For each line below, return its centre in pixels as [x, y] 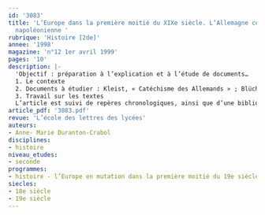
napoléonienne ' [42, 30]
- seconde [24, 162]
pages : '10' [28, 60]
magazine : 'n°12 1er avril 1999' [63, 52]
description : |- [35, 67]
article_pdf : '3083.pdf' [49, 111]
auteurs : [22, 125]
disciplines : [30, 140]
